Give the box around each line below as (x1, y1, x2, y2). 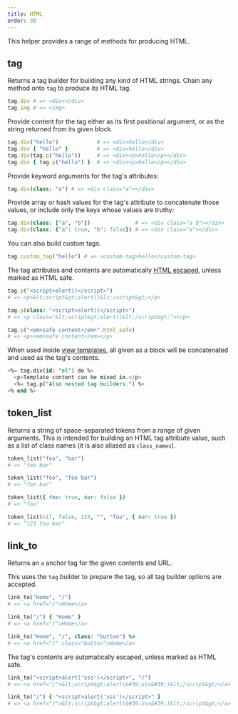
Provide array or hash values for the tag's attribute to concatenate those (7, 198, 219, 207)
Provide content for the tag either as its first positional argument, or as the (7, 117, 224, 126)
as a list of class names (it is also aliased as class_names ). (7, 441, 176, 450)
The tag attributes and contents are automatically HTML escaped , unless (7, 266, 222, 275)
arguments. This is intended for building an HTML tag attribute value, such (7, 433, 226, 442)
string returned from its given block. (7, 125, 113, 134)
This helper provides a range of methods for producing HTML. (7, 36, 190, 45)
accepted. (7, 580, 37, 589)
